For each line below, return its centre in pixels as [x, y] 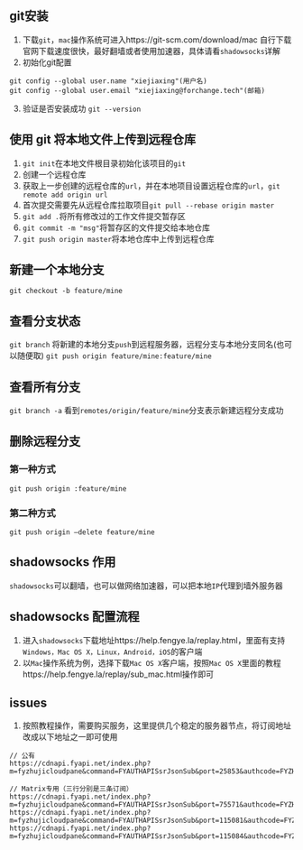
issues [28, 703]
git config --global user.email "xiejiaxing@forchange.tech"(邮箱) [138, 90]
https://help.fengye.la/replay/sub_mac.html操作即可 [118, 674]
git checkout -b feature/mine [66, 291]
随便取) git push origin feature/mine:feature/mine [114, 356]
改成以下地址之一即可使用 [70, 737]
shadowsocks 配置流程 [74, 617]
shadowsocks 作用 [63, 562]
